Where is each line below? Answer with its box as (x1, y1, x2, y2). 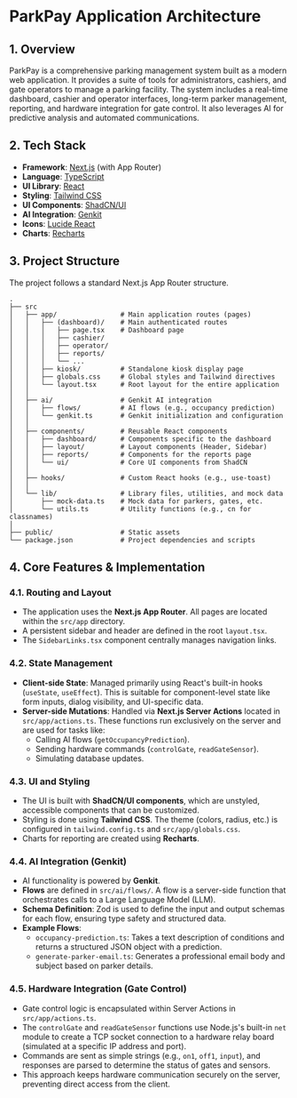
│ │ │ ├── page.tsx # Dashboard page (9, 325, 184, 334)
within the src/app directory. (21, 616, 126, 627)
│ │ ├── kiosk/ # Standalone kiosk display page (9, 365, 244, 373)
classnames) (9, 512, 53, 521)
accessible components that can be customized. (21, 805, 199, 815)
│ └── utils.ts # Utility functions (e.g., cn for (9, 504, 252, 513)
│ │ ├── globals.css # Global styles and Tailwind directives (9, 372, 276, 381)
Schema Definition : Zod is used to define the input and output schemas (21, 904, 285, 915)
